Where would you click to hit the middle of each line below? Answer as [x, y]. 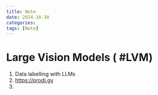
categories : [21, 23]
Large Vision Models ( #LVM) [80, 58]
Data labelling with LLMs [45, 74]
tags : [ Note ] [22, 28]
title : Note [21, 12]
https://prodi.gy [34, 80]
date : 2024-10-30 [28, 17]
